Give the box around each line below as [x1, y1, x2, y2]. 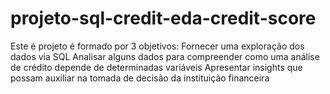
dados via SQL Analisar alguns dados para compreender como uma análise [10, 50, 320, 62]
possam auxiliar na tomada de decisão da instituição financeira [10, 72, 270, 84]
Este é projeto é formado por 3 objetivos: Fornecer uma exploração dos [10, 40, 305, 52]
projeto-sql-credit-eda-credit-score [10, 7, 317, 30]
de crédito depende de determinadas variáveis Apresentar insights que [10, 61, 303, 73]
